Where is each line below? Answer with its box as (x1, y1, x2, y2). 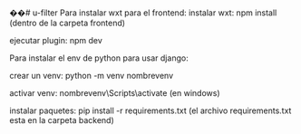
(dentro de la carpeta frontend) (9, 17, 125, 28)
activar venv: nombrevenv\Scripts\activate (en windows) (9, 88, 220, 98)
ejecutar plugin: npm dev (9, 35, 102, 45)
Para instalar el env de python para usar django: (9, 53, 189, 63)
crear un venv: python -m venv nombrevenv (9, 71, 174, 81)
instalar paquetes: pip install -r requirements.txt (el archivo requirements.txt (9, 105, 292, 116)
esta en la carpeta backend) (9, 115, 115, 125)
